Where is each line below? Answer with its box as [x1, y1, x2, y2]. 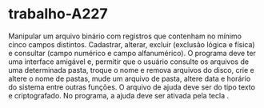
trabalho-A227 [8, 5, 108, 23]
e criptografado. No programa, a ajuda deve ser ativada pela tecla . [8, 90, 230, 100]
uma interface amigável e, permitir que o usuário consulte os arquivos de [8, 57, 250, 66]
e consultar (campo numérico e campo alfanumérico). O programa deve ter [8, 48, 256, 58]
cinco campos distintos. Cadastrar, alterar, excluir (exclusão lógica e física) [8, 39, 255, 49]
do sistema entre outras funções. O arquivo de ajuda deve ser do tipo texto [8, 82, 256, 92]
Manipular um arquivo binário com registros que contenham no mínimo [8, 31, 242, 41]
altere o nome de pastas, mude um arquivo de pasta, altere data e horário [8, 74, 251, 83]
